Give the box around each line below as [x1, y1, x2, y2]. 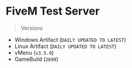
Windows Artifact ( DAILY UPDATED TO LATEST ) [14, 36, 127, 43]
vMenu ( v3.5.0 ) [14, 49, 54, 56]
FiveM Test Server [5, 4, 100, 18]
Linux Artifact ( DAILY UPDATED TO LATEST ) [14, 42, 117, 50]
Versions [20, 24, 43, 32]
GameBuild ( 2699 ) [14, 55, 59, 63]
